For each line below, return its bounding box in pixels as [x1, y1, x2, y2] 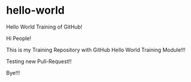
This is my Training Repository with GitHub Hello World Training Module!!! [6, 46, 186, 53]
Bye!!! [6, 69, 20, 76]
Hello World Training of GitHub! [6, 23, 82, 30]
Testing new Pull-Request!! [6, 58, 72, 65]
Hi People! [6, 34, 31, 42]
